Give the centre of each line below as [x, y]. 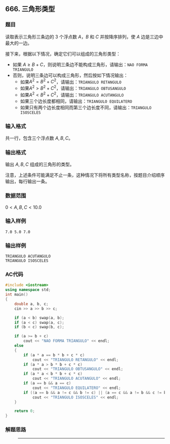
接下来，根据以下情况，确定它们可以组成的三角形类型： [63, 54]
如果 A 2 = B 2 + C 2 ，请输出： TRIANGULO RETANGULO [71, 81]
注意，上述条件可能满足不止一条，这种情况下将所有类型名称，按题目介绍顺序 [85, 175]
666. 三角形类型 [30, 9]
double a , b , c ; [32, 304]
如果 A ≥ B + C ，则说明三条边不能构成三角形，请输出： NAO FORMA [80, 64]
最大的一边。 [18, 43]
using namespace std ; [28, 290]
